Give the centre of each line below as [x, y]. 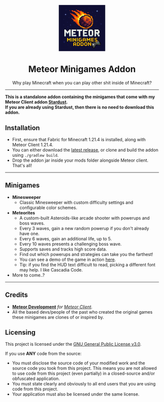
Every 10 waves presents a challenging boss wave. [71, 244]
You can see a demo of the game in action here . [68, 259]
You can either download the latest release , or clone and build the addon [85, 150]
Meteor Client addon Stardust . [37, 102]
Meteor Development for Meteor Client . [52, 307]
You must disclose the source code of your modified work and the [79, 363]
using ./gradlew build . [35, 155]
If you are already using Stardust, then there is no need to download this [80, 107]
